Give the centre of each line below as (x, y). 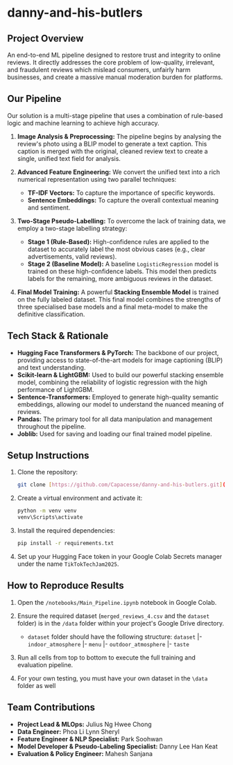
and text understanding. (51, 367)
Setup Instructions (48, 456)
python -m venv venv (47, 511)
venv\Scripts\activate (50, 517)
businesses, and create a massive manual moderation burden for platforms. (115, 77)
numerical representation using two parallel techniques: (97, 179)
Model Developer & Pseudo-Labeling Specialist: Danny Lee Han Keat (118, 746)
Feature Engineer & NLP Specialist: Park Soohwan (90, 739)
